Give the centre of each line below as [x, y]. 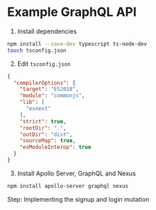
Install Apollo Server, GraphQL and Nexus [77, 173]
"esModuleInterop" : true [55, 147]
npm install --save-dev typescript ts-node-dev [77, 44]
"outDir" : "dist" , [46, 134]
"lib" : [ [32, 102]
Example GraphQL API [72, 12]
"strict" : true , [43, 121]
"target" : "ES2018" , [49, 89]
